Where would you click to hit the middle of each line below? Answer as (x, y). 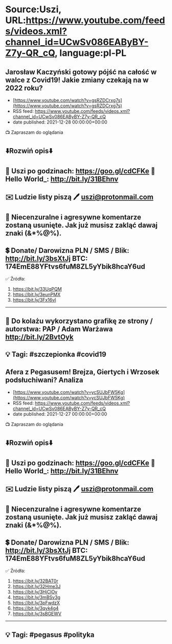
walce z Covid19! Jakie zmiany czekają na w (77, 80)
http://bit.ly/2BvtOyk (39, 337)
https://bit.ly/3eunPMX (36, 295)
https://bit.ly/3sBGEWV (37, 614)
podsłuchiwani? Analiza (44, 380)
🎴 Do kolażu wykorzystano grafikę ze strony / (79, 321)
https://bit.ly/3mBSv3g (36, 597)
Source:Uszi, (33, 9)
